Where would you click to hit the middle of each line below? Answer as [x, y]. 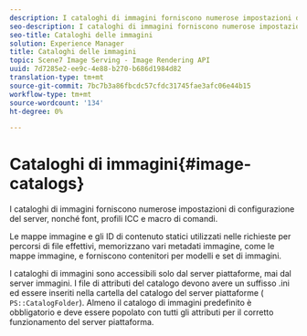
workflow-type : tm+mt [51, 94]
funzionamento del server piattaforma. [82, 322]
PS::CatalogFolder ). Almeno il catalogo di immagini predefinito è [131, 303]
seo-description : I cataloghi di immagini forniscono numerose [132, 26]
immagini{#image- [179, 164]
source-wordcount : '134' [57, 103]
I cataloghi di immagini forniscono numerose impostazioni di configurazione [152, 209]
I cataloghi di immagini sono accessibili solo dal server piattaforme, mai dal [151, 274]
